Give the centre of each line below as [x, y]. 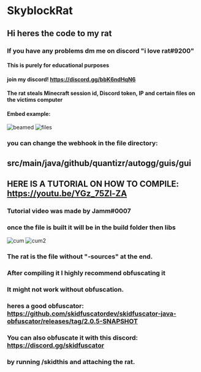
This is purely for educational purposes [58, 66]
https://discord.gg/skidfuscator [56, 346]
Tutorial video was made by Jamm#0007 [69, 211]
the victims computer [35, 100]
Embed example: [29, 113]
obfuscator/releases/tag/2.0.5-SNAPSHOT [73, 321]
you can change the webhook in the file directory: [82, 143]
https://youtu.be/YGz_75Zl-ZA [67, 194]
